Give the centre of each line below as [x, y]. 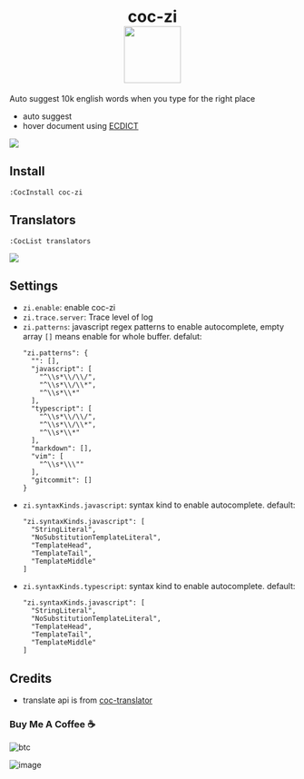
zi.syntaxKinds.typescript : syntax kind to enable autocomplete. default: [159, 587]
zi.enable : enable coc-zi [69, 308]
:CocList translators [50, 241]
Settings [34, 286]
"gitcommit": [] [62, 480]
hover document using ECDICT [80, 125]
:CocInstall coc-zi [46, 192]
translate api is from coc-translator [87, 700]
